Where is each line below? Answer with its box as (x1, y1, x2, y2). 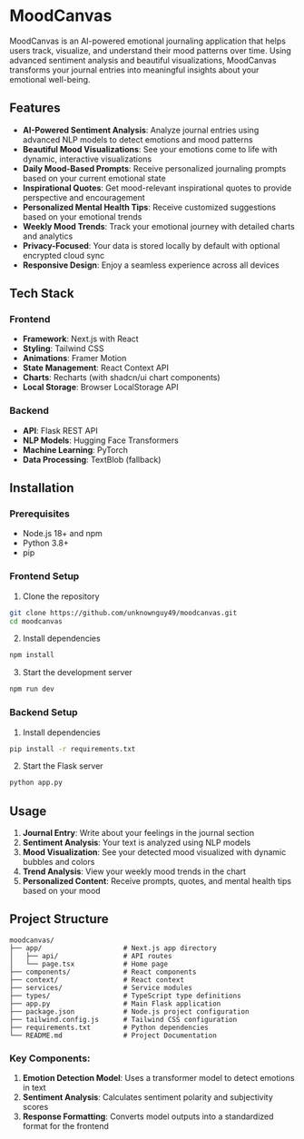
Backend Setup (9, 706, 79, 719)
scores (22, 1102, 49, 1113)
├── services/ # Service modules (9, 983, 193, 992)
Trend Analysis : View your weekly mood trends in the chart (22, 866, 247, 877)
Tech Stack (9, 286, 74, 301)
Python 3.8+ (22, 537, 70, 549)
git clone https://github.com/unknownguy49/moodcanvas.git (9, 608, 238, 617)
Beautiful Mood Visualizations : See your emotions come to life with (22, 143, 279, 154)
